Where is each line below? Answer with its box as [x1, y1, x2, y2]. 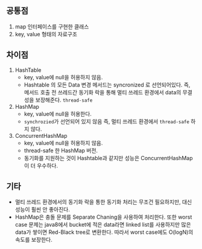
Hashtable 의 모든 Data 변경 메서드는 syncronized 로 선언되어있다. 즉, [24, 81, 191, 88]
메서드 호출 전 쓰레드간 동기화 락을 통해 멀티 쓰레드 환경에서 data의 [24, 88, 181, 95]
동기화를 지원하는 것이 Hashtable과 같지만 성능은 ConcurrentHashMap [24, 154, 193, 161]
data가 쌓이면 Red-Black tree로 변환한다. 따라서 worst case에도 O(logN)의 [14, 228, 194, 236]
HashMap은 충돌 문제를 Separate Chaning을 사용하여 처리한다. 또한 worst [14, 213, 192, 221]
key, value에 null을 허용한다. [24, 110, 92, 117]
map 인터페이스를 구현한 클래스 [14, 23, 89, 30]
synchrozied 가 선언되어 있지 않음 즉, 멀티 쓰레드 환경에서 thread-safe [24, 117, 190, 125]
